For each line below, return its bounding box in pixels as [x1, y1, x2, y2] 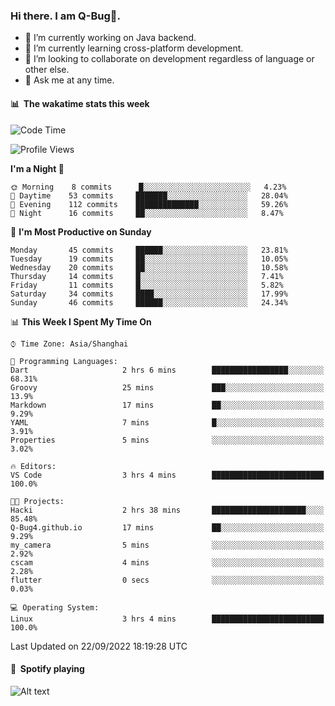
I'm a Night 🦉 [10, 162, 65, 174]
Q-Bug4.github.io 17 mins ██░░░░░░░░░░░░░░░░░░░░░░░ [10, 522, 325, 533]
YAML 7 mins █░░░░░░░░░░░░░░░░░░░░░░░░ [10, 417, 325, 428]
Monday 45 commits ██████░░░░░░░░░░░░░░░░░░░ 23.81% [10, 245, 288, 255]
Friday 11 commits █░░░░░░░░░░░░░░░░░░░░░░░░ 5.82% [10, 280, 284, 290]
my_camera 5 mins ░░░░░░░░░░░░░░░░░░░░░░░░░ [10, 540, 325, 550]
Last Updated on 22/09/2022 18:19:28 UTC [10, 640, 188, 652]
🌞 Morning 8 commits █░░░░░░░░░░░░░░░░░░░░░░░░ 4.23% [10, 182, 287, 192]
